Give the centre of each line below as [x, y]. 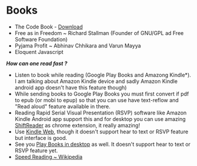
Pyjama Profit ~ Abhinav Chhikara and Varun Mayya [78, 46]
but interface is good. [41, 138]
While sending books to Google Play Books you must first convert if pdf [102, 94]
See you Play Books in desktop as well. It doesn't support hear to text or [103, 144]
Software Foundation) [41, 39]
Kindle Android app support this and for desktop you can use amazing [100, 119]
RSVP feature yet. [36, 150]
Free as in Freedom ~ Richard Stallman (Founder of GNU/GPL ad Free [99, 33]
